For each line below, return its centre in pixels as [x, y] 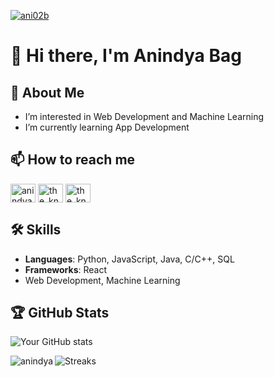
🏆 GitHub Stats [60, 313]
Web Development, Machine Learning [102, 280]
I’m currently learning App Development [107, 127]
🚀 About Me [47, 92]
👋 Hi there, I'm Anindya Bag [126, 56]
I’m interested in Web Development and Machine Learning [144, 116]
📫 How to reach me [73, 160]
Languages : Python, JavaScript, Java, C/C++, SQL [129, 259]
